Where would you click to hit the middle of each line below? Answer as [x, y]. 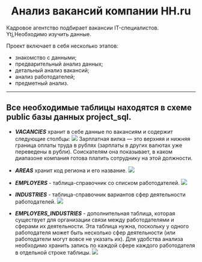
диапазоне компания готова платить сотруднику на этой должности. [104, 158]
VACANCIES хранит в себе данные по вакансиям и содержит [94, 131]
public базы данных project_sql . [69, 117]
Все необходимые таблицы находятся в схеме [99, 108]
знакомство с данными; [46, 57]
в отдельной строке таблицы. [53, 252]
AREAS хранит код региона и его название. [71, 170]
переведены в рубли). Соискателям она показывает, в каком [94, 151]
